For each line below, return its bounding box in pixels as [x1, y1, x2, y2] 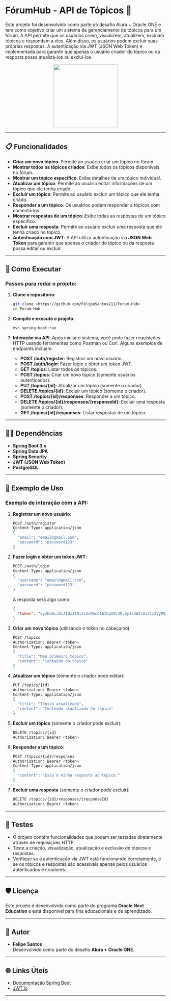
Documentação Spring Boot [12, 980, 71, 986]
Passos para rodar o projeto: [5, 280, 77, 287]
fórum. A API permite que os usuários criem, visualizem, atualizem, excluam [5, 32, 164, 38]
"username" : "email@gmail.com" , [17, 578, 86, 583]
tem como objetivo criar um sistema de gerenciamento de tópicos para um [5, 27, 162, 33]
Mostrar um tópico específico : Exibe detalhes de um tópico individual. [12, 174, 161, 181]
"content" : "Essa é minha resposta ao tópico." [17, 773, 121, 778]
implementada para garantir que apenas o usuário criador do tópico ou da [5, 48, 160, 55]
